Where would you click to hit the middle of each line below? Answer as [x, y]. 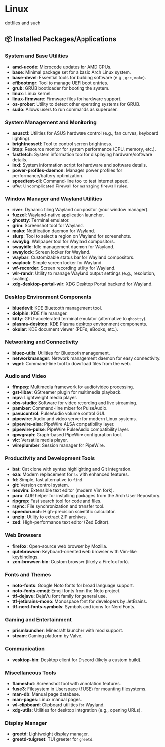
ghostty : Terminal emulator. [41, 220]
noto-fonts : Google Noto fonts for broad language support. [73, 585]
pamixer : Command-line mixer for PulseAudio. [60, 408]
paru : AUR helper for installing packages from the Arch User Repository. [86, 496]
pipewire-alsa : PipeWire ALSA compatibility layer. [63, 424]
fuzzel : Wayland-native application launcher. [58, 215]
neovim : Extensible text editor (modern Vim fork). [63, 490]
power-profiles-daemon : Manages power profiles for [67, 170]
